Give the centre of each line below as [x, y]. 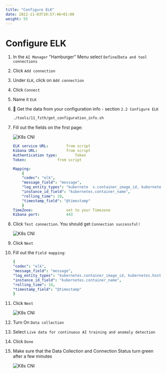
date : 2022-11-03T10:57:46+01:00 [40, 14]
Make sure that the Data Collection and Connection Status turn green [83, 351]
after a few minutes [32, 356]
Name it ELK [24, 100]
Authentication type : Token [49, 155]
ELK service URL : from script [52, 146]
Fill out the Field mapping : [39, 253]
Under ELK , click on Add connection [48, 80]
